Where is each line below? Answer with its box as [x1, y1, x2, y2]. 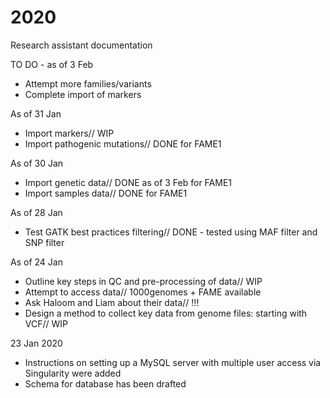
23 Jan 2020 [10, 337, 63, 349]
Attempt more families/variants [24, 77, 152, 90]
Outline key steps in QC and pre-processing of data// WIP [24, 275, 263, 287]
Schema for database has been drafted [24, 377, 187, 390]
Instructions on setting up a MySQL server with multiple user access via [24, 356, 322, 368]
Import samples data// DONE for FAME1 [24, 187, 188, 199]
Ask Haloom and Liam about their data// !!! [24, 296, 200, 308]
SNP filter [24, 236, 65, 248]
